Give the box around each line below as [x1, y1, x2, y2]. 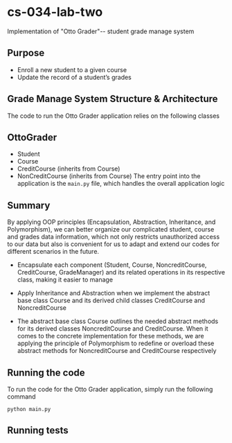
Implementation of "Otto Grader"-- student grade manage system [7, 27, 195, 35]
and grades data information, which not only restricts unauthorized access [7, 233, 220, 241]
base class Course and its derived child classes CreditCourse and [17, 296, 206, 305]
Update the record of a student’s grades [17, 73, 132, 81]
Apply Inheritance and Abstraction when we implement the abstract [17, 289, 211, 297]
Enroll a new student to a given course [17, 65, 127, 73]
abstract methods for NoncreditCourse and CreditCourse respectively [17, 347, 217, 355]
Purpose [7, 47, 45, 59]
